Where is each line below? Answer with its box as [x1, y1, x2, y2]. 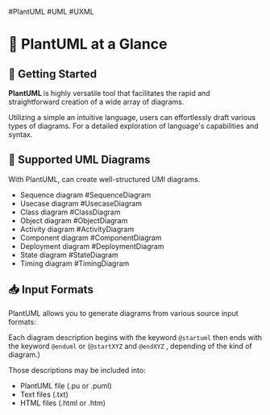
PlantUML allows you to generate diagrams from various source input [8, 308, 239, 317]
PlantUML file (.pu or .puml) [19, 380, 112, 390]
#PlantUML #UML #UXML [8, 7, 95, 16]
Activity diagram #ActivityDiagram [19, 224, 135, 234]
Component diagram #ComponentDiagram [19, 233, 162, 243]
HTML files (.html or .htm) [19, 398, 106, 408]
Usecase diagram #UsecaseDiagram [19, 198, 143, 208]
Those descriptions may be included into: [8, 365, 147, 375]
